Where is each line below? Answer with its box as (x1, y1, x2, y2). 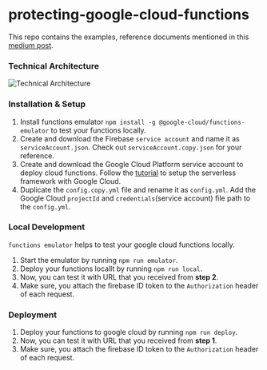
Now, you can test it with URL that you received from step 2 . (19, 272, 219, 281)
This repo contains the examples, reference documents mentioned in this (8, 32, 249, 42)
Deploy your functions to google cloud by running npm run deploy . (19, 328, 238, 337)
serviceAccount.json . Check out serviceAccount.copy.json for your (19, 142, 242, 152)
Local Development (8, 221, 86, 233)
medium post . (8, 40, 54, 50)
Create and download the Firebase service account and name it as (19, 133, 240, 143)
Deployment (8, 309, 58, 320)
